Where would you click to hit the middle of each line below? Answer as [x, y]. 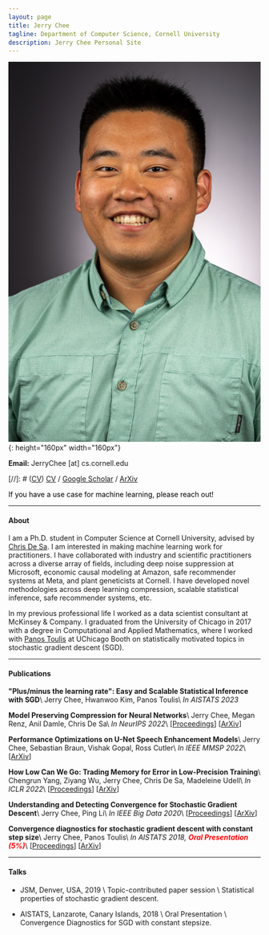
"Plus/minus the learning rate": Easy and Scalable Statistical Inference [128, 692]
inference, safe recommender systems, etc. [80, 598]
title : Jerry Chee [39, 25]
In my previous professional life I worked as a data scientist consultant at [128, 614]
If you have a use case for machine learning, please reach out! [111, 494]
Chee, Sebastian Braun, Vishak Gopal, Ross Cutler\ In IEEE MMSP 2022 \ [127, 748]
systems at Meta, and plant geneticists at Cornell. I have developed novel [129, 581]
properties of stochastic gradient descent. [89, 898]
